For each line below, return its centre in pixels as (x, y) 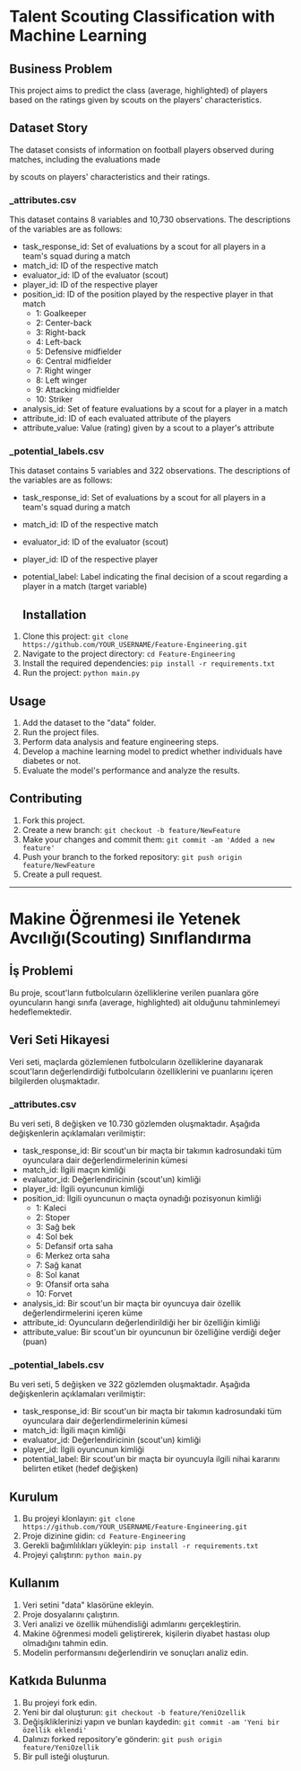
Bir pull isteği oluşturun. (66, 1756)
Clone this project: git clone (75, 636)
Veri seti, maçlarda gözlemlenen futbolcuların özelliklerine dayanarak (136, 1061)
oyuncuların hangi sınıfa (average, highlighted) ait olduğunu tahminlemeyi (145, 1002)
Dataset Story (48, 128)
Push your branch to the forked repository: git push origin (132, 856)
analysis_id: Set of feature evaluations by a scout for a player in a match (155, 409)
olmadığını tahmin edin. (65, 1643)
